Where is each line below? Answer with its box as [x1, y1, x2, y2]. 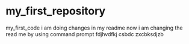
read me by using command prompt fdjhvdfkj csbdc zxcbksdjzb [5, 30, 164, 37]
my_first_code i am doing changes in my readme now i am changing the [5, 24, 183, 31]
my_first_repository [5, 4, 106, 18]
